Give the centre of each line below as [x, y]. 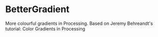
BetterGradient [37, 9]
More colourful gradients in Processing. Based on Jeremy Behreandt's [79, 23]
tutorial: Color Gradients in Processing [45, 28]
